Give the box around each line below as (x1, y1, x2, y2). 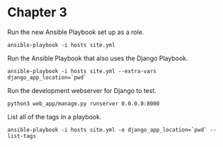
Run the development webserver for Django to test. (7, 86, 157, 94)
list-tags (7, 132, 37, 139)
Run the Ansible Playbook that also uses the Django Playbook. (7, 54, 189, 62)
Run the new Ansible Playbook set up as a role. (7, 28, 144, 36)
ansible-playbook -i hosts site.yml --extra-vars (7, 67, 157, 75)
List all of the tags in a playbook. (7, 112, 102, 121)
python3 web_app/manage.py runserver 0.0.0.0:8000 (7, 100, 160, 107)
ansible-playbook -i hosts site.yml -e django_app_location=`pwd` (7, 126, 207, 134)
